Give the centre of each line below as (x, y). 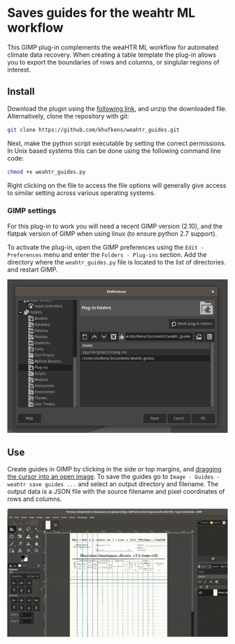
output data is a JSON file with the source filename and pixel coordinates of (116, 492)
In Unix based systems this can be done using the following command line (114, 150)
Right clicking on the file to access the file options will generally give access (117, 185)
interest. (19, 69)
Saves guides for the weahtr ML (101, 13)
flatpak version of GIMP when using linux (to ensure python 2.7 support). (112, 234)
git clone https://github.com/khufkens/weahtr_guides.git (93, 130)
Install (21, 92)
